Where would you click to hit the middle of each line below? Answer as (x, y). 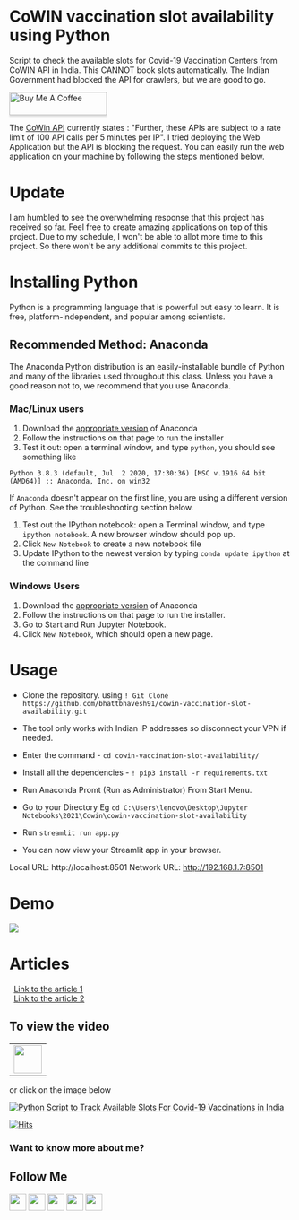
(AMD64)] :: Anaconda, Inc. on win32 (80, 481)
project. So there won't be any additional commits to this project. (128, 246)
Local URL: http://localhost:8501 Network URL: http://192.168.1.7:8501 (137, 867)
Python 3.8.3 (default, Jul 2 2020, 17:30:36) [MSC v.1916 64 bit (138, 473)
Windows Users (45, 586)
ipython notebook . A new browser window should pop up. (128, 534)
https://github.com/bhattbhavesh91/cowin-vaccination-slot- (137, 704)
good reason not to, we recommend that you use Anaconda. (120, 385)
